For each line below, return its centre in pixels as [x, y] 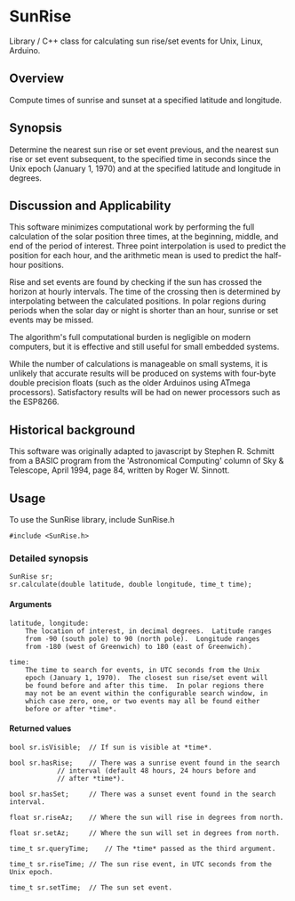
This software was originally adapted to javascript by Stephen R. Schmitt [142, 451]
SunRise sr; [31, 577]
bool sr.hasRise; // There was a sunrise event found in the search [144, 763]
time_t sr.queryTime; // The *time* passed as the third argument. [143, 848]
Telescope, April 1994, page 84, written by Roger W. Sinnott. [120, 470]
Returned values [40, 728]
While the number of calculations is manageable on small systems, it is [139, 364]
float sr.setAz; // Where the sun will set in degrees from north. [144, 833]
